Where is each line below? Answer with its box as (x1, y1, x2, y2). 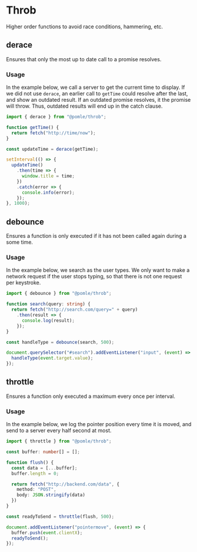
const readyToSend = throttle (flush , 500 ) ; (6, 513, 115, 520)
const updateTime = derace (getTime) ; (6, 146, 99, 152)
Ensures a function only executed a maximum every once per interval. (6, 393, 175, 400)
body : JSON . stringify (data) (16, 492, 85, 498)
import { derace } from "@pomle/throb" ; (6, 114, 107, 120)
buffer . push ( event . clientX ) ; (11, 530, 83, 536)
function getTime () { (6, 124, 59, 130)
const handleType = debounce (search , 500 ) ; (6, 339, 115, 345)
